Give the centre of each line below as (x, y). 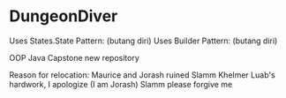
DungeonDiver (64, 16)
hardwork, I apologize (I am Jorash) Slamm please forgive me (121, 84)
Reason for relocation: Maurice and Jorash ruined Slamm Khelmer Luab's (142, 75)
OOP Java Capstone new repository (74, 57)
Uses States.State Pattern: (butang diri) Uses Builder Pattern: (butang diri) (143, 41)
